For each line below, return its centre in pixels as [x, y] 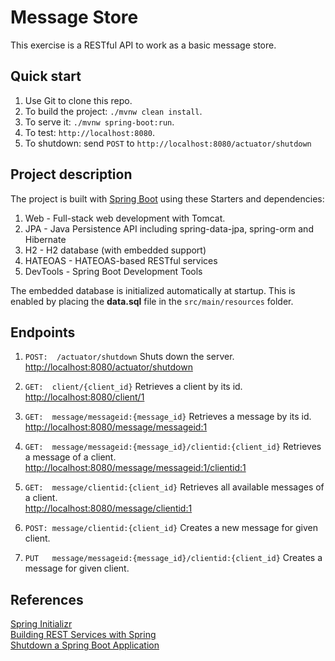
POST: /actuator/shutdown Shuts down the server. [129, 357]
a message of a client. [70, 457]
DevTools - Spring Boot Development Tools [113, 271]
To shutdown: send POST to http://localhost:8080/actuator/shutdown [168, 143]
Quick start [46, 76]
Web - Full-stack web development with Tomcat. [125, 218]
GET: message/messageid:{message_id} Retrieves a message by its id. [168, 417]
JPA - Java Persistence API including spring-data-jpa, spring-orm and [169, 228]
